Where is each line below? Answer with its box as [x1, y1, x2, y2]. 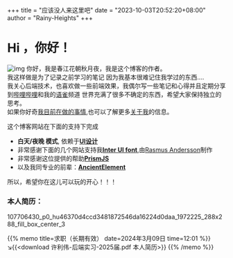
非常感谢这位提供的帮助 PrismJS [17, 154, 110, 163]
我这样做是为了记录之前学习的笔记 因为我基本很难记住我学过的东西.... [7, 73, 205, 81]
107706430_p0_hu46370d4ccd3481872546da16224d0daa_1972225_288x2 [7, 213, 223, 221]
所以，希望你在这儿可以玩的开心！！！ [7, 177, 116, 185]
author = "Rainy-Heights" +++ [7, 14, 94, 22]
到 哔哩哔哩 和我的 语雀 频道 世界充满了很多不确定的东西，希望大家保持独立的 [7, 90, 222, 98]
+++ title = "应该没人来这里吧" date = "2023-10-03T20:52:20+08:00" [7, 6, 206, 14]
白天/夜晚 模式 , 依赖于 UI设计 [17, 137, 98, 145]
